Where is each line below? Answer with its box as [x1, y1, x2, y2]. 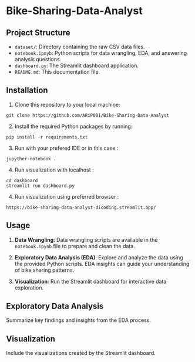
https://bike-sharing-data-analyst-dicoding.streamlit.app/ [6, 205, 157, 210]
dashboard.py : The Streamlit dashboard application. [14, 62, 139, 69]
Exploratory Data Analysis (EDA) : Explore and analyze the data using [14, 254, 183, 261]
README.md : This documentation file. [14, 68, 100, 75]
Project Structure [6, 28, 70, 38]
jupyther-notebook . [6, 156, 57, 162]
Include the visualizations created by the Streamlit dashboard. [6, 350, 156, 357]
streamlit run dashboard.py [6, 183, 75, 189]
